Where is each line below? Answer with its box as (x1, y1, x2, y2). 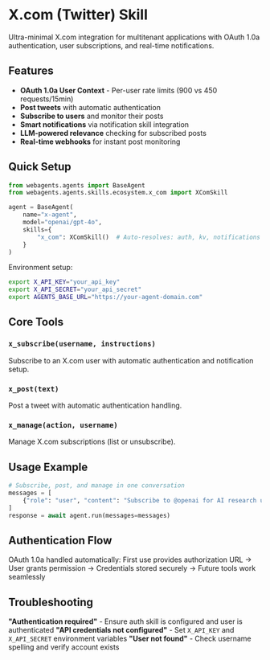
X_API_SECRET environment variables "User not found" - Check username (8, 633, 252, 644)
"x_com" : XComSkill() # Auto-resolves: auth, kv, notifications (37, 233, 261, 241)
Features (8, 64, 54, 78)
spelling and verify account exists (8, 642, 120, 652)
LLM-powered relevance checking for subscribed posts (19, 128, 207, 137)
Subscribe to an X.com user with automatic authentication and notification (8, 355, 254, 365)
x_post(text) (8, 384, 59, 393)
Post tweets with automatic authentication (19, 102, 161, 112)
